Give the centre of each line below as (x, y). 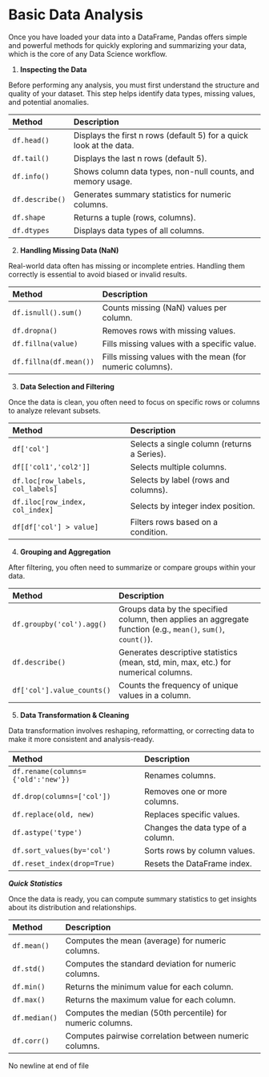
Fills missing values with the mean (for (174, 357)
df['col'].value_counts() (62, 690)
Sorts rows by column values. (199, 850)
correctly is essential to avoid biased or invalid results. (98, 274)
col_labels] (35, 489)
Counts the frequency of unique (179, 685)
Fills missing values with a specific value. (179, 344)
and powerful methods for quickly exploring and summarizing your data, (127, 45)
